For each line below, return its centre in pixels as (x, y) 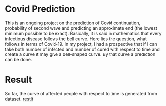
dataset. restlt (19, 99)
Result (19, 80)
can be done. (19, 59)
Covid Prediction (40, 9)
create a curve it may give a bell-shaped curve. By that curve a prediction (80, 54)
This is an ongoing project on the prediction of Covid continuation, (73, 23)
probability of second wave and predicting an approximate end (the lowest (81, 28)
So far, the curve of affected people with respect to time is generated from (81, 93)
